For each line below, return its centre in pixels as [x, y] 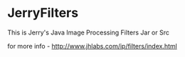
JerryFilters [43, 13]
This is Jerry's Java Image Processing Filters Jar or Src [88, 32]
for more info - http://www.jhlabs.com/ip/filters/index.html [92, 46]
